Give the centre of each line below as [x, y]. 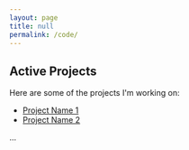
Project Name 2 [51, 120]
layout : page [34, 18]
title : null [31, 26]
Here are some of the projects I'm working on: [94, 93]
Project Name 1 [50, 110]
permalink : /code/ [44, 34]
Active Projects [53, 71]
